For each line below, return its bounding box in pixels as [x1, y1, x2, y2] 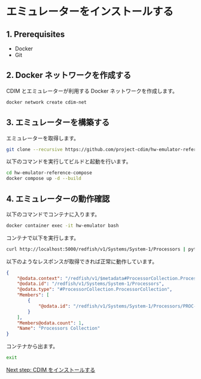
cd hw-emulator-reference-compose [6, 170, 93, 176]
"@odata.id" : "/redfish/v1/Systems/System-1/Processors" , [17, 281, 165, 287]
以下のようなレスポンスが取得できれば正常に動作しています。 [6, 258, 157, 265]
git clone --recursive [6, 146, 63, 152]
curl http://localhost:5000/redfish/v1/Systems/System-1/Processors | [6, 246, 186, 252]
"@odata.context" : [17, 275, 63, 281]
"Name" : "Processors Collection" [17, 326, 100, 332]
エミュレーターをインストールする [6, 5, 173, 19]
